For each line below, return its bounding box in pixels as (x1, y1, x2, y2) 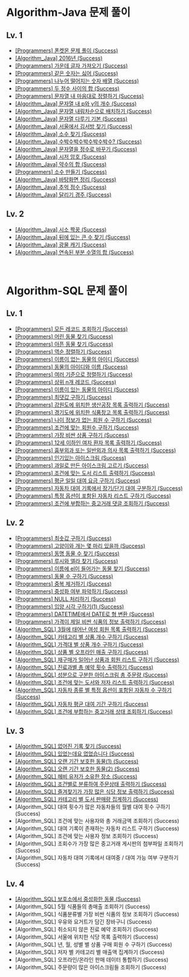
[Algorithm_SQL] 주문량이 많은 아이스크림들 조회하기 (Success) (14, 964, 167, 971)
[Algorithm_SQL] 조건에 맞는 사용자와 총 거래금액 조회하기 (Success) (14, 817, 179, 825)
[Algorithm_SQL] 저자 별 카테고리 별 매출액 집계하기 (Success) (14, 948, 165, 956)
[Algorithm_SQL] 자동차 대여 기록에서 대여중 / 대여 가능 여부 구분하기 (14, 854, 179, 862)
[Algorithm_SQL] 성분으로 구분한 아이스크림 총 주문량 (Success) (14, 671, 168, 678)
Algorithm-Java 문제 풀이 (6, 5, 131, 19)
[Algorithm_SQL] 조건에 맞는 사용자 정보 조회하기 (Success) (14, 833, 159, 840)
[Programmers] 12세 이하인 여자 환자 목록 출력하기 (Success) (14, 439, 162, 446)
